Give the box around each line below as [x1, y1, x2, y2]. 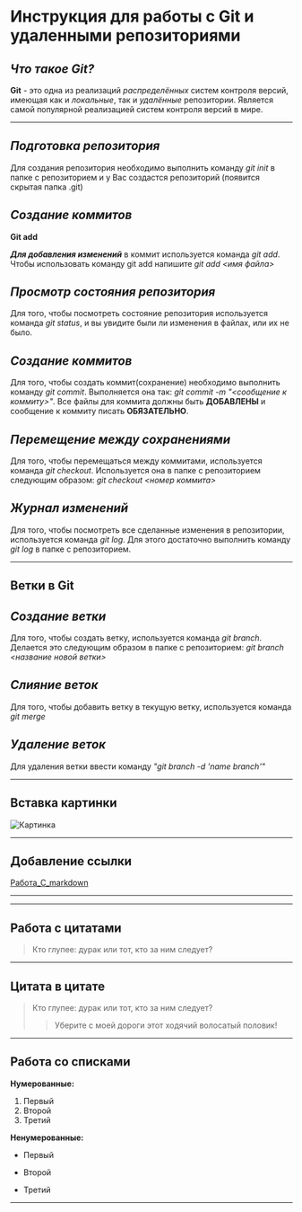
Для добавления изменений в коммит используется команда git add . [10, 249, 280, 260]
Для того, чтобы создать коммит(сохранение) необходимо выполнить [10, 377, 280, 388]
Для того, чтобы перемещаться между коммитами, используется [10, 456, 263, 466]
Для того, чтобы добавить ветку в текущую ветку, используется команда [10, 701, 292, 712]
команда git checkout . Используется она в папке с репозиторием [10, 465, 261, 476]
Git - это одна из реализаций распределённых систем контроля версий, [10, 85, 289, 95]
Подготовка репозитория [10, 138, 160, 154]
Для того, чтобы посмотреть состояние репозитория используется [10, 308, 268, 319]
